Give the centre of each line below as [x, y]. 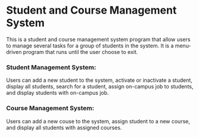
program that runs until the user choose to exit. [80, 52]
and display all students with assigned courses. [64, 128]
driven [14, 52]
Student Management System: [51, 67]
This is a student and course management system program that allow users [98, 39]
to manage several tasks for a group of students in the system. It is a [90, 46]
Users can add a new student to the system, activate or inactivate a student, [99, 80]
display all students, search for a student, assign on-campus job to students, [100, 87]
